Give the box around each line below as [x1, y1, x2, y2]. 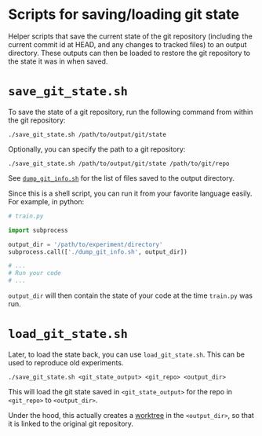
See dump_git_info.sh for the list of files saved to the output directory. [8, 173, 235, 182]
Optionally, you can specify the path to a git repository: [8, 144, 186, 154]
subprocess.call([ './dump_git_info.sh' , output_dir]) [8, 247, 188, 256]
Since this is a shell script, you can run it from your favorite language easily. [8, 189, 253, 198]
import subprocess [8, 226, 68, 234]
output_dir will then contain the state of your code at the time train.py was [8, 291, 253, 300]
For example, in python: [8, 196, 85, 206]
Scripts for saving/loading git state [8, 5, 239, 24]
